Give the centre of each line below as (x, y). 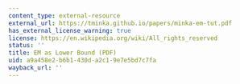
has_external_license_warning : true (70, 30)
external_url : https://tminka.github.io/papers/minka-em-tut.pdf (120, 23)
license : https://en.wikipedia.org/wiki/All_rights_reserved (113, 38)
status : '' (27, 46)
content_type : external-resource (64, 16)
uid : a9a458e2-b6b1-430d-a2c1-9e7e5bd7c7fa (83, 61)
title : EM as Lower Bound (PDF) (62, 53)
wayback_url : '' (35, 68)
